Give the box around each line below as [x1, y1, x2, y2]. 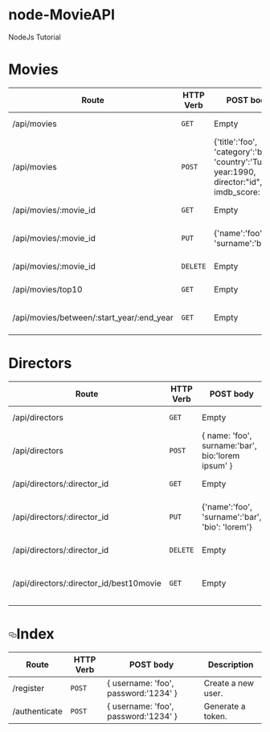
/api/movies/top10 [12, 284, 83, 295]
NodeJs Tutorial [8, 32, 62, 42]
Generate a [203, 701, 246, 712]
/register [12, 682, 45, 693]
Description [207, 659, 254, 670]
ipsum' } [202, 460, 233, 471]
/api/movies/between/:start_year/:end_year [12, 312, 174, 323]
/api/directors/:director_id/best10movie [12, 577, 162, 588]
